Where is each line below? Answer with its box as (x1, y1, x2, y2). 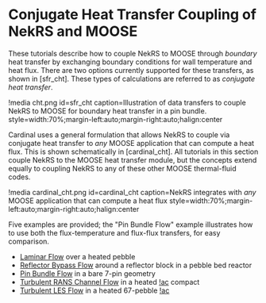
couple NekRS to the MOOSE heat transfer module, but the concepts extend (8, 155, 257, 164)
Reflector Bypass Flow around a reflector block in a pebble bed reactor (19, 260, 253, 270)
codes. (8, 172, 31, 182)
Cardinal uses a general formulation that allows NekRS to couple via (8, 129, 230, 140)
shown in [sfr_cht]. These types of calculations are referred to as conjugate (8, 74, 256, 83)
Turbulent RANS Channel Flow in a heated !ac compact (19, 277, 200, 286)
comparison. (8, 236, 50, 246)
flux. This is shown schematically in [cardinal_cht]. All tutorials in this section (8, 147, 259, 156)
